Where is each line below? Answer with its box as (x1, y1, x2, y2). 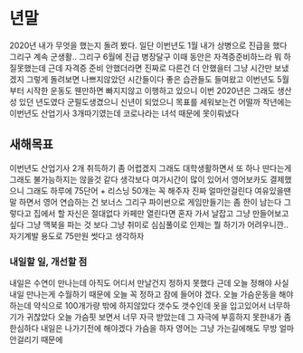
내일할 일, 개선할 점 (9, 255, 88, 268)
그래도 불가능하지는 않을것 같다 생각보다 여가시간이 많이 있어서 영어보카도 (9, 174, 269, 185)
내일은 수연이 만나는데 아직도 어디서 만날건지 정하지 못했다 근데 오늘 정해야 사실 (9, 278, 289, 289)
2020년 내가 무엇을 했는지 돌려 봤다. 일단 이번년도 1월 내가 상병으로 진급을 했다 (9, 40, 288, 51)
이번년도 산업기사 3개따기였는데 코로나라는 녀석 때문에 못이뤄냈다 (9, 108, 240, 119)
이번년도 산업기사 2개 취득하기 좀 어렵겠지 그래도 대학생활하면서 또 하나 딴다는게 (9, 162, 292, 173)
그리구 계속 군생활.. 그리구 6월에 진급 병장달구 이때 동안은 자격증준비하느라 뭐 (9, 51, 282, 62)
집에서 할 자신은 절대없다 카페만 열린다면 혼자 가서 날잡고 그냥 (33, 207, 251, 218)
